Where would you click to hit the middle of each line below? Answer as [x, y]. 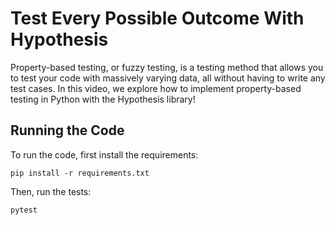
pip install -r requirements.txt [80, 173]
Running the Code [67, 130]
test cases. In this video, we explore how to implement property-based [156, 88]
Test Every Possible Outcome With [157, 18]
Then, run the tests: [51, 191]
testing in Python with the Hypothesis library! [103, 99]
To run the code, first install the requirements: [104, 154]
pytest [24, 210]
